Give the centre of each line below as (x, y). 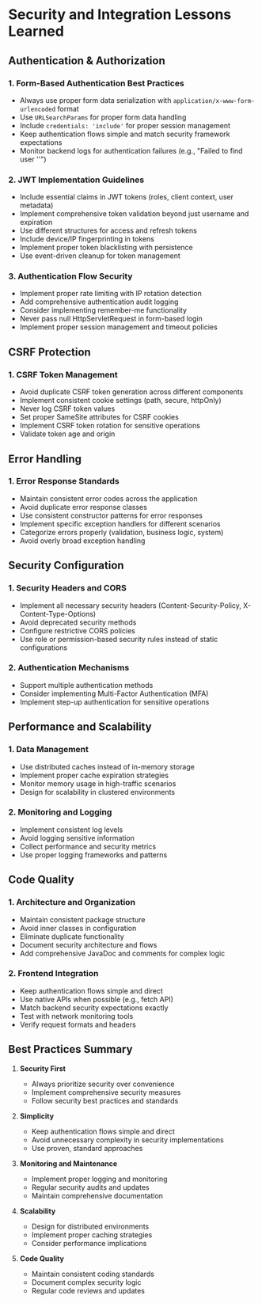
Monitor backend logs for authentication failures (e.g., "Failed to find (131, 150)
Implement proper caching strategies (92, 1235)
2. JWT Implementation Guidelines (76, 180)
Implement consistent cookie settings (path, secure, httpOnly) (120, 401)
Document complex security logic (86, 1282)
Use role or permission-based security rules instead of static (119, 639)
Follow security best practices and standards (105, 1100)
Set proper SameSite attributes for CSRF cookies (99, 417)
